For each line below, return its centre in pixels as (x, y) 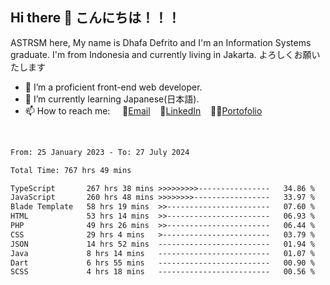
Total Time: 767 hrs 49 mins (71, 170)
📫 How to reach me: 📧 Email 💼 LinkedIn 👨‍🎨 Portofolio (143, 110)
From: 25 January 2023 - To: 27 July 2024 (100, 152)
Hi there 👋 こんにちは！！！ (95, 18)
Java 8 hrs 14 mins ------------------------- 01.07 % (162, 253)
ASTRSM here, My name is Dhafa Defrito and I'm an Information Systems (161, 42)
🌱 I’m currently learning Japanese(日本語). (112, 99)
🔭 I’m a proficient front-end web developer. (113, 87)
